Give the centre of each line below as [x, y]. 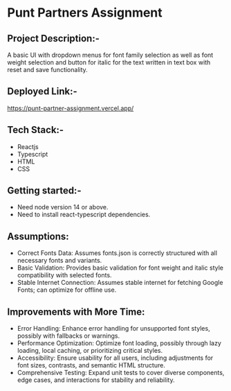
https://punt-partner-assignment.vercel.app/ [71, 108]
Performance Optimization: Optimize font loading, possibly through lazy [119, 343]
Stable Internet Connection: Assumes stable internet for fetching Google [120, 283]
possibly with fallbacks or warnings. [68, 336]
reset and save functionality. [47, 70]
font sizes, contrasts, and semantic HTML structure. [91, 365]
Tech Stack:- [36, 130]
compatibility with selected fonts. [64, 275]
